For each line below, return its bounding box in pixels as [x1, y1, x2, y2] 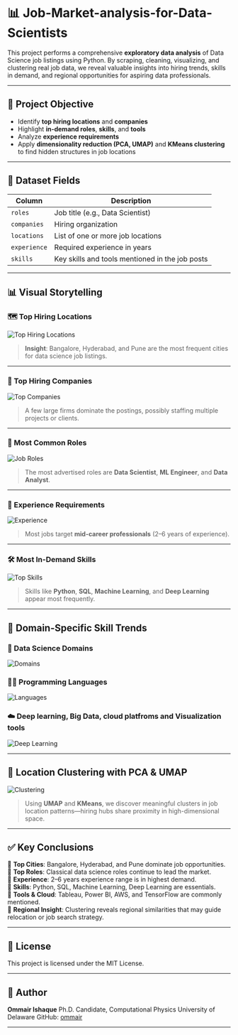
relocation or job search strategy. [7, 913, 104, 921]
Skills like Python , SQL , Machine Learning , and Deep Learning [24, 587, 210, 596]
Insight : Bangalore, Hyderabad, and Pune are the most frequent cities [24, 345, 229, 353]
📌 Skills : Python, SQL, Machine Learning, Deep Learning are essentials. [7, 883, 216, 892]
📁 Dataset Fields [7, 175, 81, 187]
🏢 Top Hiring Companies [7, 376, 93, 386]
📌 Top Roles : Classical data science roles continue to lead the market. [7, 867, 211, 877]
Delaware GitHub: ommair [7, 1012, 83, 1021]
